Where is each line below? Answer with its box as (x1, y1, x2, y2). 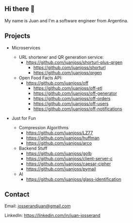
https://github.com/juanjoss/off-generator (33, 90, 117, 96)
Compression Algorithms (18, 124, 69, 130)
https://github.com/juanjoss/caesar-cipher (26, 161, 111, 167)
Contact (4, 190, 30, 199)
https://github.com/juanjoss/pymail (26, 166, 96, 172)
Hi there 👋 (4, 5, 35, 13)
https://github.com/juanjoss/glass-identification (26, 176, 122, 182)
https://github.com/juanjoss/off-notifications (33, 105, 122, 112)
